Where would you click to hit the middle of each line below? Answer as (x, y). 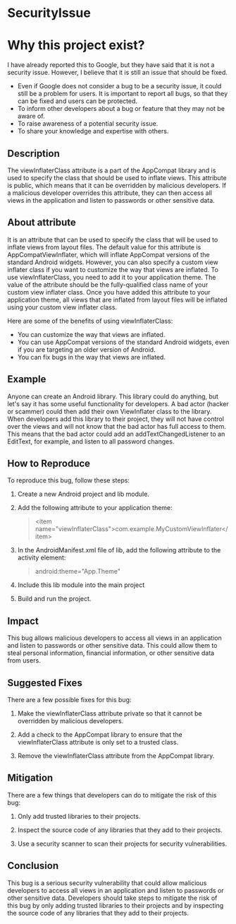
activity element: (42, 558)
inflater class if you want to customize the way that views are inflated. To (113, 269)
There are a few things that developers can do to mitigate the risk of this (112, 795)
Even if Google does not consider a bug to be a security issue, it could (119, 86)
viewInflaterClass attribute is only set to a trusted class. (98, 742)
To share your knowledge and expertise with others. (93, 131)
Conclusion (33, 866)
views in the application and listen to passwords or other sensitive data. (111, 200)
